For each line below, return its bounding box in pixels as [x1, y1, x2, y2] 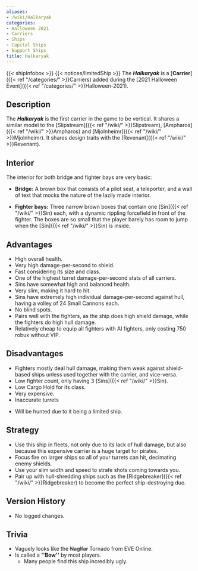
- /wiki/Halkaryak [6, 14, 52, 20]
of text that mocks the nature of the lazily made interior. [14, 192, 151, 199]
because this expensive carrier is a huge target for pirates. [14, 447, 159, 454]
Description [6, 100, 51, 110]
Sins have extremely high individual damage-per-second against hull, [14, 294, 185, 301]
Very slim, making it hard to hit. [14, 287, 91, 294]
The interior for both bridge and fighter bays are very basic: [6, 174, 152, 181]
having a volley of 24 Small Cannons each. [14, 300, 120, 307]
